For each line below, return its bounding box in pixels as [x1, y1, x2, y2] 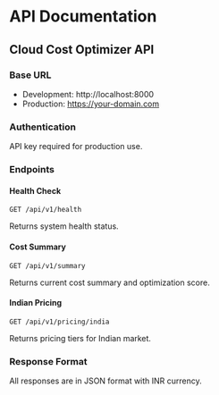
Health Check [9, 185, 62, 196]
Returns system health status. [9, 221, 119, 231]
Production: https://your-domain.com [21, 98, 160, 109]
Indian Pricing [9, 298, 63, 308]
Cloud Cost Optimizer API [9, 42, 155, 57]
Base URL [9, 69, 52, 81]
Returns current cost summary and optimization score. [9, 277, 210, 288]
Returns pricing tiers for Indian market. [9, 332, 152, 343]
